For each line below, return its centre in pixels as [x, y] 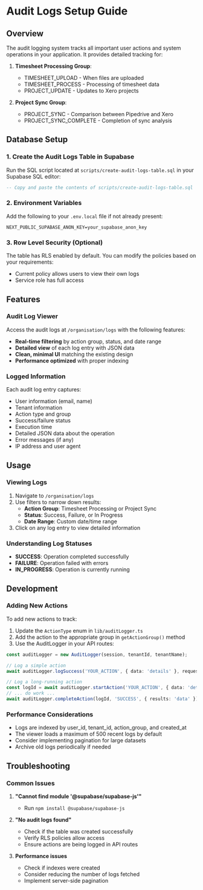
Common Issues [31, 783]
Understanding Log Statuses [49, 543]
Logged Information [36, 376]
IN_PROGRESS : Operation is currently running [72, 569]
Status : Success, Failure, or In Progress [73, 515]
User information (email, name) [53, 401]
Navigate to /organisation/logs [54, 496]
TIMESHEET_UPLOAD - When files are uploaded [84, 78]
